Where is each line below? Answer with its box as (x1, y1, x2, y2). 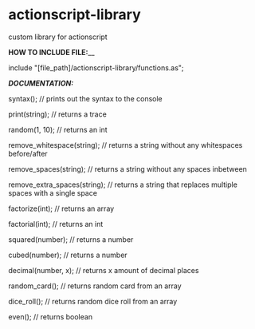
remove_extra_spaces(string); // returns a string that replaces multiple (8, 180, 237, 189)
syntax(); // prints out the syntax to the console (8, 93, 163, 103)
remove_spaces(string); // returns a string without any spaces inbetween (8, 164, 247, 173)
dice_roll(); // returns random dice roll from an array (8, 296, 178, 306)
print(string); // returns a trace (8, 109, 108, 119)
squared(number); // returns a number (8, 234, 134, 244)
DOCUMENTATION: (8, 78, 74, 88)
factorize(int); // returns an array (8, 204, 115, 213)
